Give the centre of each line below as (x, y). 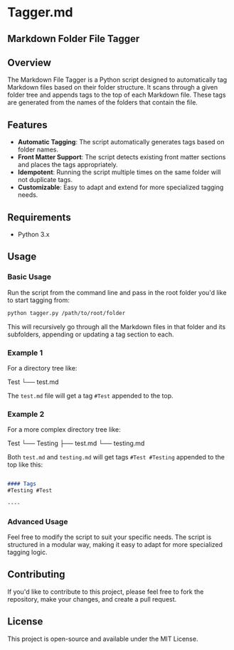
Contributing (36, 574)
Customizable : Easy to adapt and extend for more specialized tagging (121, 187)
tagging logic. (27, 553)
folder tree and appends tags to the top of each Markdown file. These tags (117, 95)
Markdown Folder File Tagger (74, 39)
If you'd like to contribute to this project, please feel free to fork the (106, 592)
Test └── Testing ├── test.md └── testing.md (76, 443)
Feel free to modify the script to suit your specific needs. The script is (110, 537)
